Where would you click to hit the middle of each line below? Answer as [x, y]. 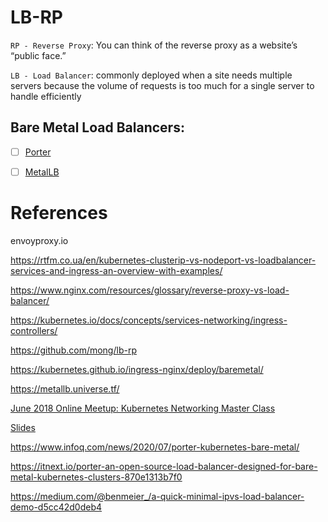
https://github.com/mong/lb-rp [73, 350]
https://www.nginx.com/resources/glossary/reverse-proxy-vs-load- [150, 290]
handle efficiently [46, 96]
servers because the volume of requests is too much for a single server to [162, 85]
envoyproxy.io [39, 240]
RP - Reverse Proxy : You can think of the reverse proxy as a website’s [154, 45]
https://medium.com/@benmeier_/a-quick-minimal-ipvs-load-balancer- [157, 496]
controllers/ [34, 330]
